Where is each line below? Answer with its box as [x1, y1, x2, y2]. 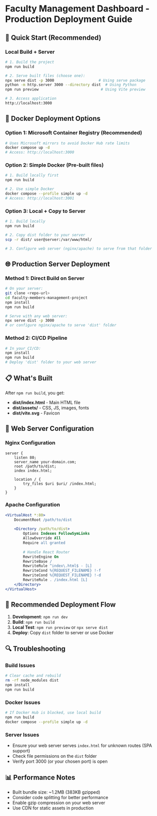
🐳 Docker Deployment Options [5, 114, 101, 123]
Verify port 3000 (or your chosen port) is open [12, 758, 108, 764]
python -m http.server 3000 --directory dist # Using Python [5, 83, 137, 88]
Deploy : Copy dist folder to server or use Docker [12, 629, 114, 635]
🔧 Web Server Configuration [5, 424, 94, 433]
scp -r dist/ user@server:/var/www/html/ [5, 237, 92, 242]
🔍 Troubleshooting [5, 644, 66, 653]
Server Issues [5, 731, 40, 738]
